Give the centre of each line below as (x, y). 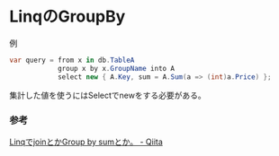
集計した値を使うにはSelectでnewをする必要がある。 (108, 95)
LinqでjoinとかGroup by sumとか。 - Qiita (86, 142)
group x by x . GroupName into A (116, 68)
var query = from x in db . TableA (72, 60)
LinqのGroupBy (67, 17)
